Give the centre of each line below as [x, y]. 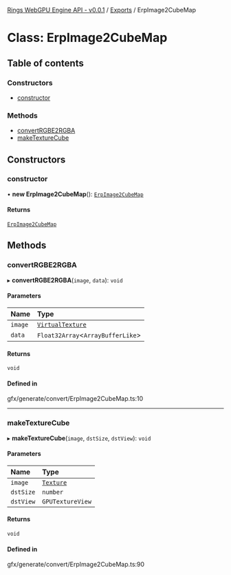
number [53, 492]
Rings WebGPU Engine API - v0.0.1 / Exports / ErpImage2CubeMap [102, 10]
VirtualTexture [62, 324]
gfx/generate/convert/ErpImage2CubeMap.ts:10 [75, 399]
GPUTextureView [67, 501]
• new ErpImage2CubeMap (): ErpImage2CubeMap [75, 194]
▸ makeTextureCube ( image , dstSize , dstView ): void [79, 438]
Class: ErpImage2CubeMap [87, 38]
